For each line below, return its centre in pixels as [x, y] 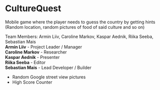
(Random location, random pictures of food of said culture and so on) [75, 27]
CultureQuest [33, 9]
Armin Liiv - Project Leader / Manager [44, 47]
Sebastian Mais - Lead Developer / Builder [48, 67]
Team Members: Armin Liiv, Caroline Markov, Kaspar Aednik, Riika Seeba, [79, 36]
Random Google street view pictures [49, 77]
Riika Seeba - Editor [25, 62]
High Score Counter [32, 82]
